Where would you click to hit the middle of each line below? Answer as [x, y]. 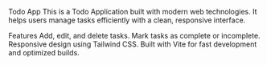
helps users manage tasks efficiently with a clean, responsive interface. [127, 20]
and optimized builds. [44, 53]
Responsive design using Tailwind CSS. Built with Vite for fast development [133, 44]
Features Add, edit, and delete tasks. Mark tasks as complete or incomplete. [134, 36]
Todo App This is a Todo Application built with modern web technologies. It [133, 12]
